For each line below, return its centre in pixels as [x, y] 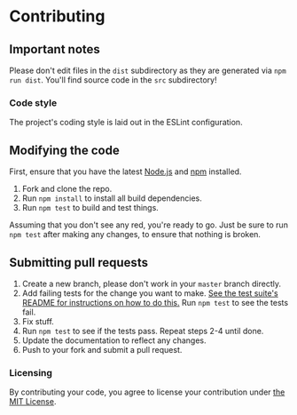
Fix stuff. [38, 321]
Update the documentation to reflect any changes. [114, 340]
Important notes [55, 49]
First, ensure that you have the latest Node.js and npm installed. [125, 172]
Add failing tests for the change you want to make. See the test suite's [150, 293]
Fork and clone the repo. [67, 189]
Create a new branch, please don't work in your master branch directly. [152, 283]
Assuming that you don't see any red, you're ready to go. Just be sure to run [148, 225]
